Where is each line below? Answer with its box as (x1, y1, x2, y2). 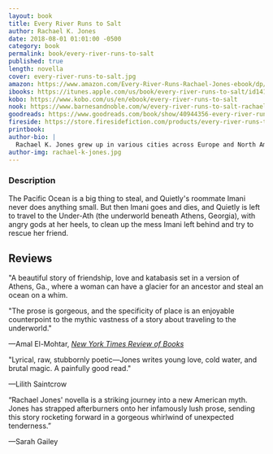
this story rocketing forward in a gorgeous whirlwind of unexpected (8, 413, 234, 422)
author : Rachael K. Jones (8, 27, 96, 35)
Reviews (8, 251, 53, 265)
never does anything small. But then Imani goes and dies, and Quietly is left (8, 202, 260, 212)
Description (8, 175, 56, 186)
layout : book (8, 11, 53, 20)
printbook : (8, 125, 45, 133)
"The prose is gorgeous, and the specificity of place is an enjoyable (8, 306, 235, 316)
